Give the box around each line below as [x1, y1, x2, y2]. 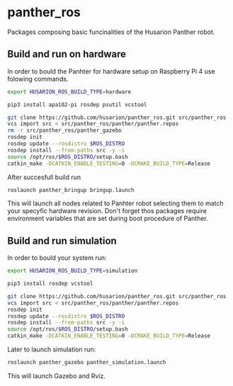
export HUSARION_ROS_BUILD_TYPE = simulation [7, 267, 138, 275]
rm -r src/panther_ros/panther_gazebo [7, 127, 122, 135]
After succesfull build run [7, 173, 81, 181]
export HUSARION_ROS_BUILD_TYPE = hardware [7, 88, 132, 96]
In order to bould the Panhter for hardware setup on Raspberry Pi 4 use [7, 67, 215, 75]
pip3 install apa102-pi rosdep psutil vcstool [7, 101, 147, 108]
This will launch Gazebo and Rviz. [7, 371, 106, 380]
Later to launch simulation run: [7, 345, 96, 354]
